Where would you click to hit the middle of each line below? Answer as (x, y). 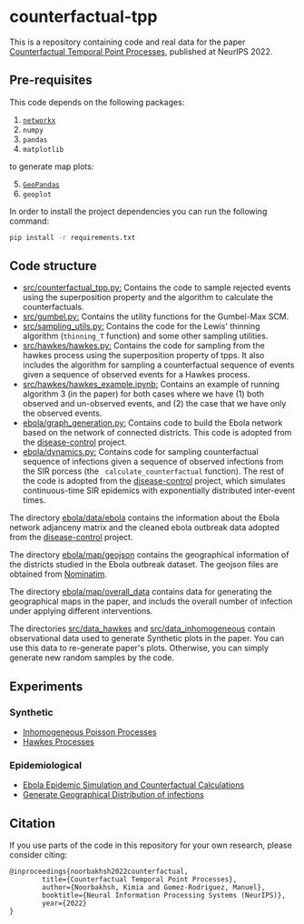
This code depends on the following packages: (97, 102)
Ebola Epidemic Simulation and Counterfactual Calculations (133, 785)
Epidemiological (46, 766)
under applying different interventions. (81, 611)
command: (29, 221)
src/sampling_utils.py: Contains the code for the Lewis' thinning (141, 326)
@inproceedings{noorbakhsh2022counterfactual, (99, 872)
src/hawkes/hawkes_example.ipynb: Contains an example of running (151, 385)
